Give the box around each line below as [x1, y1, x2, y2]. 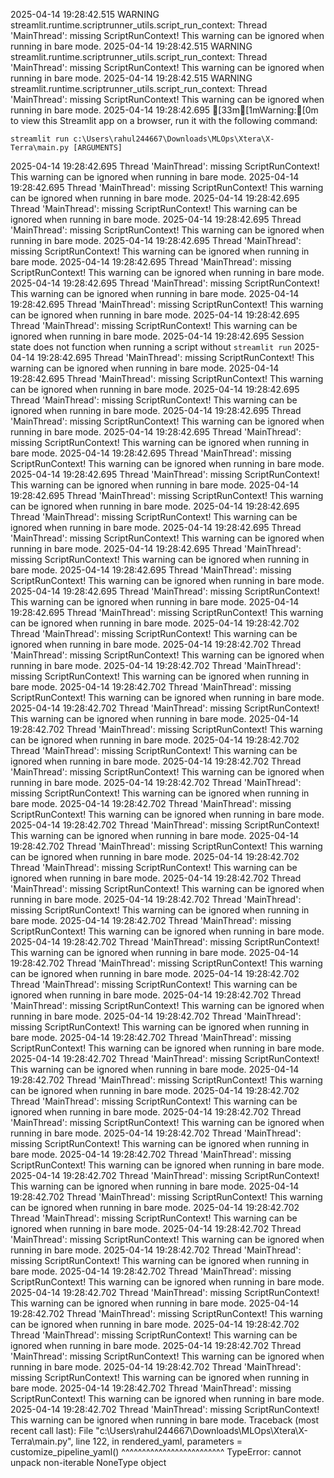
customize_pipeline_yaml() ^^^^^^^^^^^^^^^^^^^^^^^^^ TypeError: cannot [10, 1446, 302, 1458]
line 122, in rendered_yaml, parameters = [75, 1435, 243, 1447]
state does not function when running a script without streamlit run [10, 341, 292, 353]
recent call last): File [10, 1425, 94, 1436]
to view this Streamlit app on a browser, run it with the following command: [10, 115, 318, 126]
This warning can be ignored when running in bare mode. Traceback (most [10, 1414, 320, 1426]
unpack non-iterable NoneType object [10, 1457, 167, 1468]
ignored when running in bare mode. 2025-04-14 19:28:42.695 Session [10, 330, 305, 342]
